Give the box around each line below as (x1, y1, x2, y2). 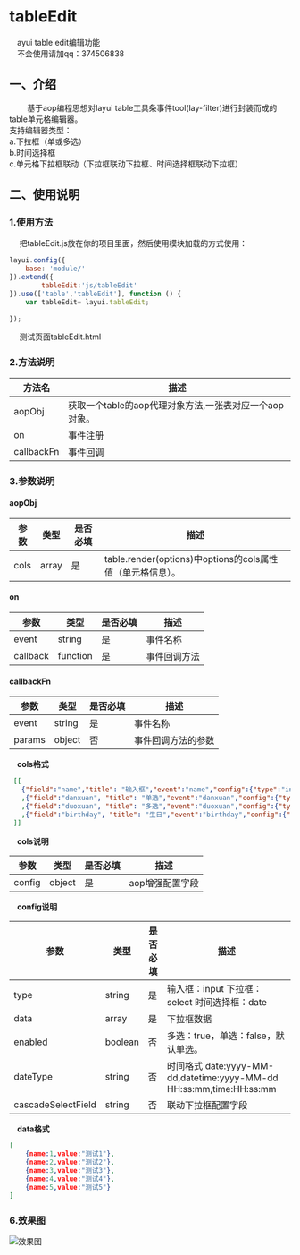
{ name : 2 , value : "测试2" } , (25, 1157, 115, 1167)
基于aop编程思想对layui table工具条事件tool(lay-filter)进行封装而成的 (26, 102, 278, 113)
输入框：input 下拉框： (166, 982, 262, 995)
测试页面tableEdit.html (19, 331, 102, 342)
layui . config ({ (9, 256, 66, 265)
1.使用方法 (9, 217, 54, 229)
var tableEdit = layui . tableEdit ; (25, 297, 150, 306)
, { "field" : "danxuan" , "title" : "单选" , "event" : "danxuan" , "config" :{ (21, 794, 279, 803)
